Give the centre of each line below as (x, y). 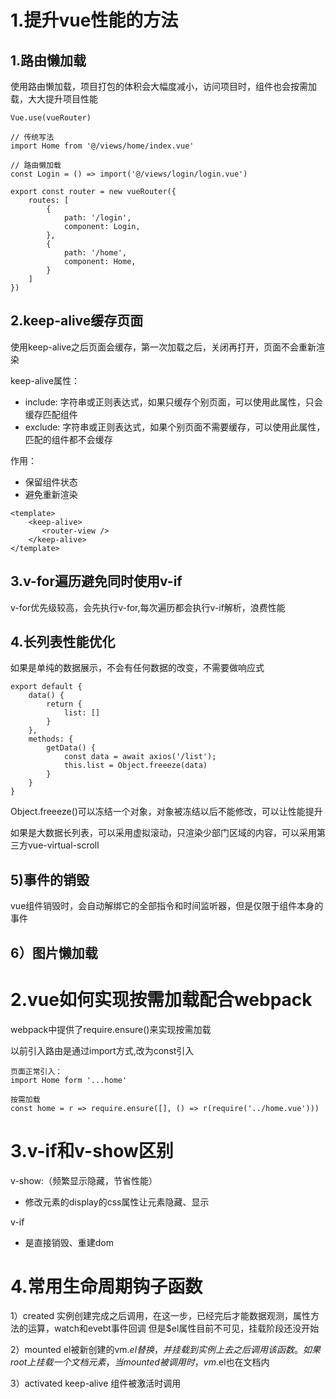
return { (64, 704)
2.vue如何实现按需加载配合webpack (161, 999)
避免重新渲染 (51, 494)
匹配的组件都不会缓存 (68, 439)
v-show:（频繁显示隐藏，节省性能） (84, 1180)
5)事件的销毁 (50, 879)
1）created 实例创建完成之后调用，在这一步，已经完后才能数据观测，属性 (161, 1316)
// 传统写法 (32, 137)
